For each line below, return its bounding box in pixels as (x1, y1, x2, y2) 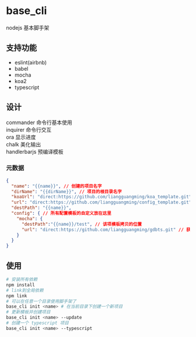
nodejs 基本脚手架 (6, 24, 50, 31)
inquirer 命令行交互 (6, 126, 52, 133)
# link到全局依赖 (6, 287, 44, 293)
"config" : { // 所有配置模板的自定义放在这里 (11, 211, 112, 216)
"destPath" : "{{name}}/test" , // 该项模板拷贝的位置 (21, 221, 142, 227)
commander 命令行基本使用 (6, 119, 72, 126)
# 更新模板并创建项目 (6, 309, 51, 315)
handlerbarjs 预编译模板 (6, 148, 64, 155)
